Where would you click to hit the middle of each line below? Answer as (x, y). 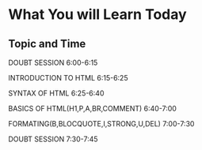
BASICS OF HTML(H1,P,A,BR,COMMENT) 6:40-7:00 (92, 109)
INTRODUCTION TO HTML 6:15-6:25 (68, 78)
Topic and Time (47, 44)
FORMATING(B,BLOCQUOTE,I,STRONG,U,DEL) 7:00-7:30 (101, 124)
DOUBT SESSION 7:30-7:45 (53, 139)
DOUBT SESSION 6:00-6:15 (53, 62)
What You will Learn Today (98, 15)
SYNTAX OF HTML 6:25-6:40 (56, 93)
